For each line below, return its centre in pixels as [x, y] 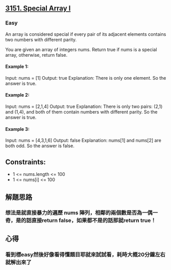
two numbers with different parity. [41, 39]
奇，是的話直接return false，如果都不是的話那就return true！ [81, 220]
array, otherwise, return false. [36, 55]
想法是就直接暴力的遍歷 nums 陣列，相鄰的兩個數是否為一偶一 [82, 213]
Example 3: [17, 129]
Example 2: [17, 95]
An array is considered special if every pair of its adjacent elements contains [86, 34]
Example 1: [17, 66]
